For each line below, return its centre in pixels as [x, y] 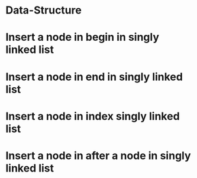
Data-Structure [44, 10]
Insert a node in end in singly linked [94, 77]
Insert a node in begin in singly [83, 37]
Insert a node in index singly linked [93, 116]
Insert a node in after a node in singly [98, 155]
